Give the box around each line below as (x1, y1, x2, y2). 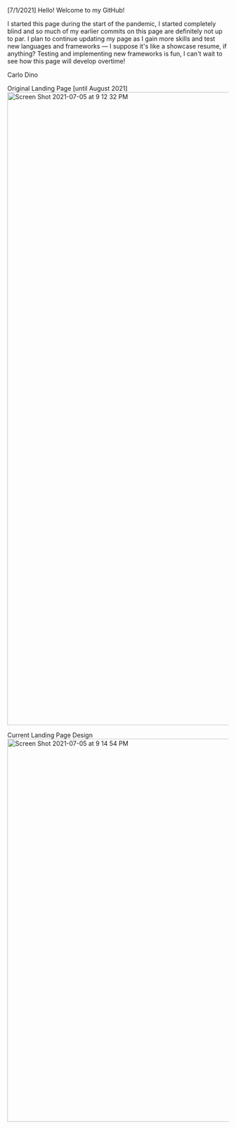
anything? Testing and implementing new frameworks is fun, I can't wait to (7, 49, 223, 58)
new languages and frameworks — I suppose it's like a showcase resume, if (7, 42, 227, 50)
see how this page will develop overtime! (7, 57, 126, 65)
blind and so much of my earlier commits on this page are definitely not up (7, 27, 223, 35)
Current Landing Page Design (7, 731, 93, 739)
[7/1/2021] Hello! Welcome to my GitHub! (7, 6, 125, 14)
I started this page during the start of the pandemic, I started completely (7, 20, 216, 27)
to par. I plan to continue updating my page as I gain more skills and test (7, 34, 216, 43)
